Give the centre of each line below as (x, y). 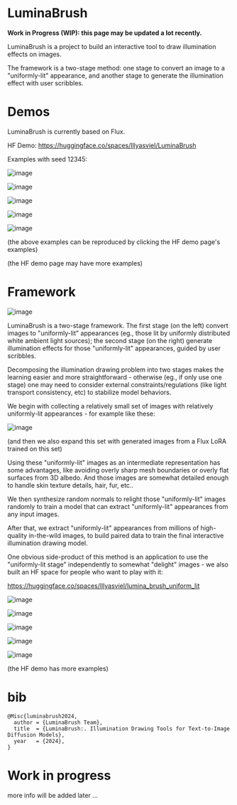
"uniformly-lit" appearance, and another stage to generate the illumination (115, 75)
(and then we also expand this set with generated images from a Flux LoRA (117, 441)
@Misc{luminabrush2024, (43, 716)
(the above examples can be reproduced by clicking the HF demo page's (114, 242)
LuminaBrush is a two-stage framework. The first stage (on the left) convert (118, 325)
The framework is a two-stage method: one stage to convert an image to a (116, 68)
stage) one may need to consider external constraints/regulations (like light (117, 384)
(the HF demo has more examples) (58, 668)
